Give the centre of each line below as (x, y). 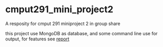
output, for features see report (37, 39)
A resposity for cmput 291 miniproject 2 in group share (63, 24)
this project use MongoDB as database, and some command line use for (81, 33)
